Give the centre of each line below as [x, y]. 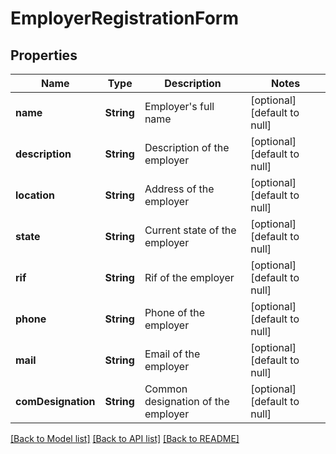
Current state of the [190, 230]
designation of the [187, 401]
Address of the [179, 189]
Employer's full [179, 106]
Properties [44, 55]
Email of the [172, 354]
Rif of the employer [189, 277]
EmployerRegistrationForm [124, 18]
